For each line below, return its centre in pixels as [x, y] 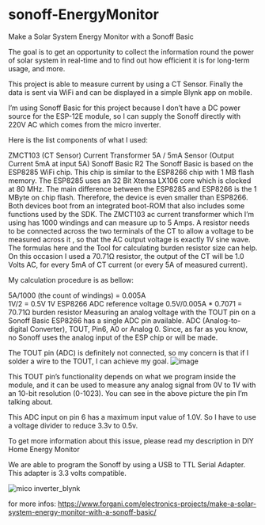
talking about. [30, 401]
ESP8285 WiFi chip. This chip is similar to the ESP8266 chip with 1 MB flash [131, 172]
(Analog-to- [221, 320]
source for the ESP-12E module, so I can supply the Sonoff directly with [125, 116]
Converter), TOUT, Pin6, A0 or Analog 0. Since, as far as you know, [139, 329]
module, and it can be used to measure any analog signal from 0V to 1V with [132, 385]
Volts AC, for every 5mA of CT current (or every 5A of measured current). [128, 264]
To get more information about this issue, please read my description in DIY [131, 440]
